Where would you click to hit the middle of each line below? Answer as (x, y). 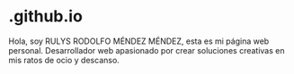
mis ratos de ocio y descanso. (64, 60)
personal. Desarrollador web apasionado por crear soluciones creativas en (147, 50)
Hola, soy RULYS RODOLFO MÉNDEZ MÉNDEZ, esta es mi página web (139, 41)
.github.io (45, 16)
